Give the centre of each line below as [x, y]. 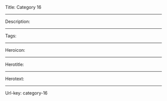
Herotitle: [15, 64]
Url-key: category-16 [27, 93]
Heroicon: [15, 50]
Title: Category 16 [23, 7]
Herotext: [15, 79]
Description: [18, 21]
